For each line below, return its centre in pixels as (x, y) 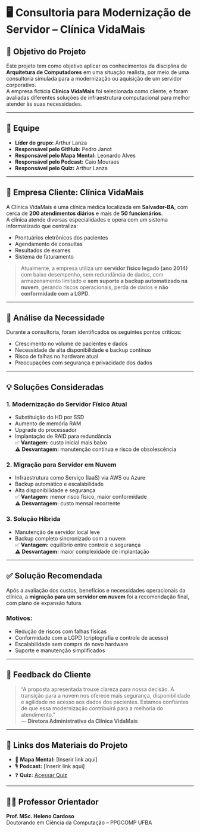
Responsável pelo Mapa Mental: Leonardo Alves (75, 155)
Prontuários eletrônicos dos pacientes (61, 237)
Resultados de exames (43, 250)
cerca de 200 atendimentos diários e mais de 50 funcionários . (85, 213)
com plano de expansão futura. (45, 603)
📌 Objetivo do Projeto (46, 52)
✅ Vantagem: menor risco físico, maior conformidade (81, 497)
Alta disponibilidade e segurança (55, 490)
